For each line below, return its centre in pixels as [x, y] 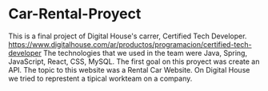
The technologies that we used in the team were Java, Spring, [145, 53]
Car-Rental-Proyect [75, 14]
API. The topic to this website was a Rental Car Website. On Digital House [129, 69]
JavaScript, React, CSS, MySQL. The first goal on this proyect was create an [134, 61]
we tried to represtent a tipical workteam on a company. [100, 78]
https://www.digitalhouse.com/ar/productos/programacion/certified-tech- [130, 44]
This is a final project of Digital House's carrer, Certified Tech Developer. [128, 36]
